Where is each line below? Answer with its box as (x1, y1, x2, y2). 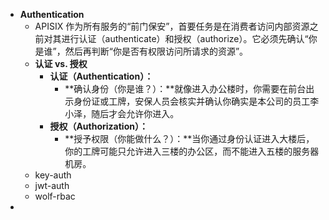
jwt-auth (34, 180, 70, 191)
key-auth (34, 169, 72, 181)
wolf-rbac (34, 190, 76, 202)
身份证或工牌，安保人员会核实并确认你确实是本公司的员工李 (73, 95, 320, 107)
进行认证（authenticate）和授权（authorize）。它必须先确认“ (61, 33, 309, 44)
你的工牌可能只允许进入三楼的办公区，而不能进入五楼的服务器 (64, 145, 320, 157)
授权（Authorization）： (49, 120, 148, 132)
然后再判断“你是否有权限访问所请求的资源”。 (64, 45, 249, 57)
